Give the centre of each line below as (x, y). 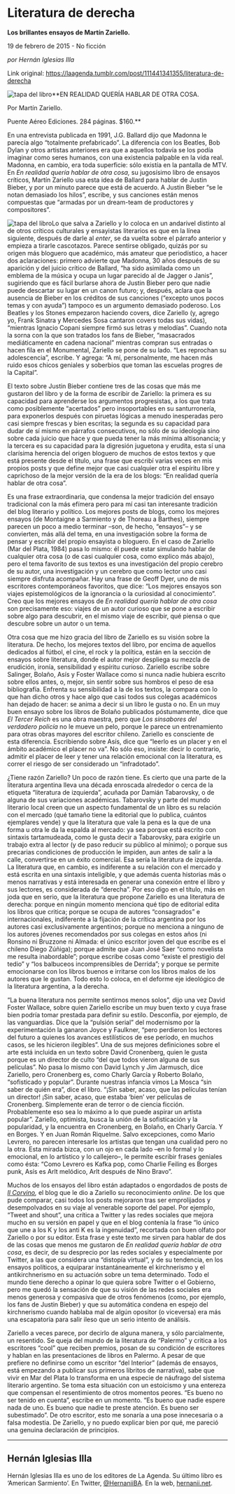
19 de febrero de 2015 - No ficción (57, 46)
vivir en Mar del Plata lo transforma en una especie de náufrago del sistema (116, 1377)
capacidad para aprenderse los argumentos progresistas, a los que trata (111, 401)
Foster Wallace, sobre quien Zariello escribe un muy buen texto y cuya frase (117, 1007)
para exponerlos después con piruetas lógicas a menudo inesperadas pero (115, 416)
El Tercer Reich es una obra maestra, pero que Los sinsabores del (102, 719)
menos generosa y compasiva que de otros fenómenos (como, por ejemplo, (116, 1297)
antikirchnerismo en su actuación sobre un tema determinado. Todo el (108, 1274)
